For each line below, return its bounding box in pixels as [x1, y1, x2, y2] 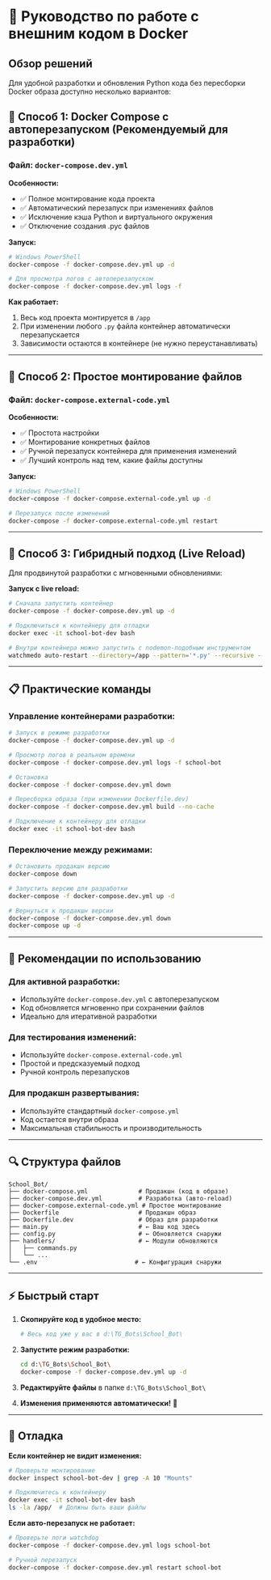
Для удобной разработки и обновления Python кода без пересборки [8, 78, 246, 87]
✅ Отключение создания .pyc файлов [19, 221, 150, 231]
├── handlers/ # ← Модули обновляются [8, 1237, 219, 1245]
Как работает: [8, 297, 59, 307]
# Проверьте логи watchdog [8, 1534, 99, 1542]
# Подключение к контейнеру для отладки [8, 817, 147, 826]
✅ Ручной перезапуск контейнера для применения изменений [19, 446, 237, 455]
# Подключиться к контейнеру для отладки [8, 621, 150, 629]
